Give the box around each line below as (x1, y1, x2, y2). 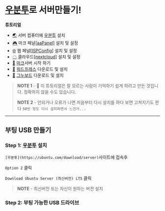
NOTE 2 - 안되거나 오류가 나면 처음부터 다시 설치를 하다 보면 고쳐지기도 (17, 99, 154, 105)
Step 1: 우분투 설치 (5, 142, 48, 149)
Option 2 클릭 (5, 165, 32, 171)
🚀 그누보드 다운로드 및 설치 (12, 72, 64, 78)
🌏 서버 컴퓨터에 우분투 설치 (12, 32, 65, 38)
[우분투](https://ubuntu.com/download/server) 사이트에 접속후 (5, 154, 128, 160)
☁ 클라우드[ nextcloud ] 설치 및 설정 (12, 54, 81, 60)
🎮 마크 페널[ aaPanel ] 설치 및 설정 (12, 40, 79, 46)
